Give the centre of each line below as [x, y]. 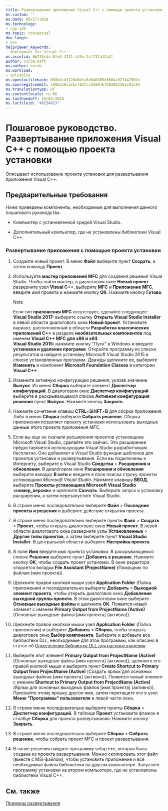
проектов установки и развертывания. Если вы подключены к [79, 458]
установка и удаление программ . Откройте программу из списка [84, 349]
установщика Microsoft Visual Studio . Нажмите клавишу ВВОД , [80, 480]
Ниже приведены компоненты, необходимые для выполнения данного [81, 207]
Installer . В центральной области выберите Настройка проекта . [82, 542]
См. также [23, 791]
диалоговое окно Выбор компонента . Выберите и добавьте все [81, 635]
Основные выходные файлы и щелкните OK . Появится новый [80, 604]
